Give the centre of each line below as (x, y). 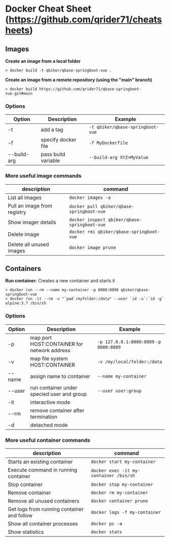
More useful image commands (44, 176)
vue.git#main (19, 94)
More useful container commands (48, 440)
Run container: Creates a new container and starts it (60, 281)
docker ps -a (107, 524)
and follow (20, 515)
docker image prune (93, 247)
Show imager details (32, 222)
